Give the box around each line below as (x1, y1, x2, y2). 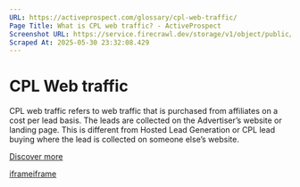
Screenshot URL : (9, 29, 70, 38)
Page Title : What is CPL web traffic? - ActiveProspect (9, 21, 221, 30)
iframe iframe (9, 168, 57, 179)
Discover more (9, 151, 63, 162)
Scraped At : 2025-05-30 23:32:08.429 (9, 37, 150, 47)
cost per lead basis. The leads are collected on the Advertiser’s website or (9, 115, 283, 126)
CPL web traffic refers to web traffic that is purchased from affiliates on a (9, 106, 279, 117)
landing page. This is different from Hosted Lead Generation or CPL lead (9, 125, 276, 135)
